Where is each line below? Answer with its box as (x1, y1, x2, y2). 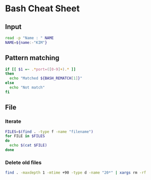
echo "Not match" (9, 85, 45, 90)
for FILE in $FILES (5, 134, 45, 139)
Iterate (5, 118, 21, 125)
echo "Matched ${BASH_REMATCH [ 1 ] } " (9, 76, 83, 81)
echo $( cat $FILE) (9, 143, 48, 148)
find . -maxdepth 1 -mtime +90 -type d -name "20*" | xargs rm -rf (5, 170, 147, 175)
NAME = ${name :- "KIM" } (5, 40, 48, 45)
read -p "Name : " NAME (5, 35, 54, 40)
